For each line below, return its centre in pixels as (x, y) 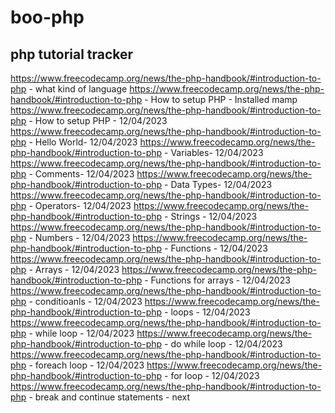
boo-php (47, 17)
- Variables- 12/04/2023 (214, 152)
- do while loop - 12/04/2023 (223, 344)
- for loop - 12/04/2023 (212, 375)
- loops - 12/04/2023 (207, 312)
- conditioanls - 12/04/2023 (85, 301)
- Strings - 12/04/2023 (211, 216)
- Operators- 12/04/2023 (80, 205)
